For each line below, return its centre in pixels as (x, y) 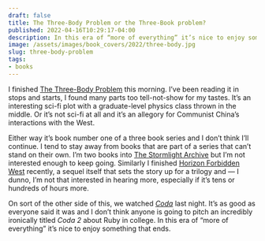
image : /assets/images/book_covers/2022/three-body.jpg (102, 45)
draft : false (30, 15)
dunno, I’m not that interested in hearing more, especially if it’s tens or (121, 180)
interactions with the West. (52, 122)
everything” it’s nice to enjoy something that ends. (90, 228)
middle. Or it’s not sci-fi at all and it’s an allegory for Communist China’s (124, 114)
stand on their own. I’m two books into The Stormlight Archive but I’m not (127, 154)
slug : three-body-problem (50, 52)
